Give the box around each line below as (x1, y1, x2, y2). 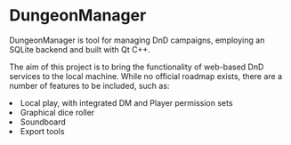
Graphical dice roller (20, 107, 95, 117)
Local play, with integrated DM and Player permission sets (20, 97, 233, 108)
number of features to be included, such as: (9, 80, 170, 91)
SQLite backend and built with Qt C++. (9, 44, 151, 54)
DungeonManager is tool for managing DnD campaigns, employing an (9, 35, 265, 45)
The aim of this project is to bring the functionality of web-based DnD (9, 61, 264, 72)
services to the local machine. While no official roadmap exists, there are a (9, 70, 283, 81)
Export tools (20, 125, 65, 136)
